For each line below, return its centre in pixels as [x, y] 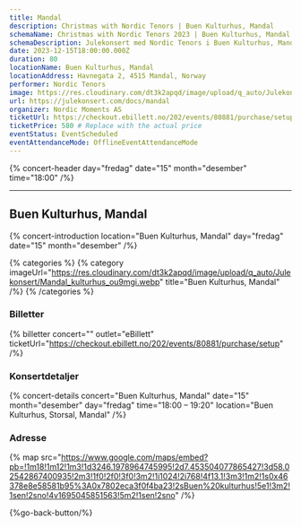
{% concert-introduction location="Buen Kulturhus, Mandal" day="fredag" [146, 236]
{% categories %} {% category [66, 263]
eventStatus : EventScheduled [64, 134]
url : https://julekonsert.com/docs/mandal [90, 101]
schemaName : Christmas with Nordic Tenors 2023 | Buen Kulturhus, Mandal [150, 34]
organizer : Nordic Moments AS [66, 109]
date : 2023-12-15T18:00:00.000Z [69, 51]
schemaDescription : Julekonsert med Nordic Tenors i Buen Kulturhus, [142, 43]
